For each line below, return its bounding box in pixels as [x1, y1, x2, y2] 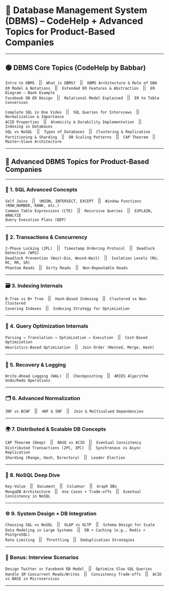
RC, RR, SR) [5, 260, 30, 265]
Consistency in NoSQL [5, 494, 51, 499]
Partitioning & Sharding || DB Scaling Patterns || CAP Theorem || [5, 134, 156, 140]
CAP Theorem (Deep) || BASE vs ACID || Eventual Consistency [5, 439, 142, 445]
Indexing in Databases [5, 124, 53, 129]
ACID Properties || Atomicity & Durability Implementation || [5, 119, 142, 125]
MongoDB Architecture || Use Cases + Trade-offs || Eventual [5, 488, 142, 494]
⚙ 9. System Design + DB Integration [5, 510, 97, 517]
